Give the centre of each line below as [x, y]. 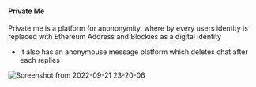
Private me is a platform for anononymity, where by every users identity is [128, 28]
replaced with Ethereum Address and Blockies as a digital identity [115, 37]
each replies [40, 60]
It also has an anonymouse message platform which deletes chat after [134, 52]
